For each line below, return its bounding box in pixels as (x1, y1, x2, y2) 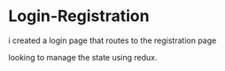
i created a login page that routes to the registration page (8, 35, 217, 46)
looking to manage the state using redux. (8, 52, 158, 62)
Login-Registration (8, 6, 150, 26)
